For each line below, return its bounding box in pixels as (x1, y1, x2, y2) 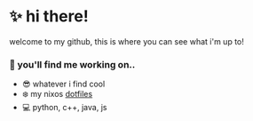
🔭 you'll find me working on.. (9, 58, 136, 70)
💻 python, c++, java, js (21, 102, 107, 113)
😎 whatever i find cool (21, 78, 106, 90)
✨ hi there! (9, 6, 89, 27)
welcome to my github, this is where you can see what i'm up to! (9, 36, 244, 46)
